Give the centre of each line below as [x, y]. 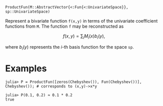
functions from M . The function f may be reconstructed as [64, 26]
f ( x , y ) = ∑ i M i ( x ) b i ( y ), [84, 37]
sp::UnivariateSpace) [28, 12]
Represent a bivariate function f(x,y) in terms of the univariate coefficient [81, 21]
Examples [26, 68]
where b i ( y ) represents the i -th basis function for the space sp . [69, 47]
